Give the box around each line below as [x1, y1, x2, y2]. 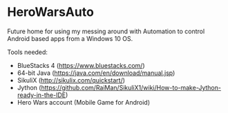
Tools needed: [7, 48, 48, 56]
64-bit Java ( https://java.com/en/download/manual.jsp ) [17, 69, 175, 77]
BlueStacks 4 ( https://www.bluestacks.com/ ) [17, 61, 145, 69]
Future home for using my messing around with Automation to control [7, 27, 205, 35]
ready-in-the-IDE [17, 91, 66, 99]
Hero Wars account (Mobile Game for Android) [17, 98, 151, 106]
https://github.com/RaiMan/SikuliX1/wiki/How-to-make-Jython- [41, 83, 221, 92]
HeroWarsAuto [7, 4, 95, 20]
